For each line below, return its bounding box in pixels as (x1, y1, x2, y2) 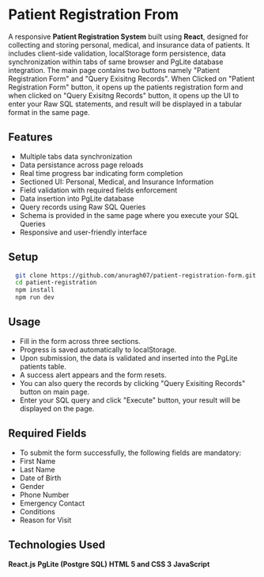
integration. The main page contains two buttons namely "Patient (8, 65, 220, 75)
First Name (19, 456, 56, 465)
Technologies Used (8, 538, 105, 552)
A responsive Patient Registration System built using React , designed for (8, 32, 249, 41)
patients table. (19, 361, 67, 371)
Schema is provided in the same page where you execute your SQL (19, 210, 239, 220)
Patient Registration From (8, 6, 179, 24)
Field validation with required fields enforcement (19, 185, 178, 195)
